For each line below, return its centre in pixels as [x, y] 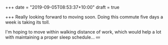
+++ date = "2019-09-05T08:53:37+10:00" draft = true [62, 7]
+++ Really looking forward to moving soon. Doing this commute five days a [84, 17]
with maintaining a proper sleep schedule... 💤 [53, 37]
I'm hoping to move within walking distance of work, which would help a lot [83, 32]
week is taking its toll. [28, 22]
